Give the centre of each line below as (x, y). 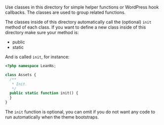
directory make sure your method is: (42, 32)
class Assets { (21, 75)
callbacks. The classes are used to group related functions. (65, 12)
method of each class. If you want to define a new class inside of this (76, 27)
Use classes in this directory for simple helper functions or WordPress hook (82, 7)
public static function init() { (44, 93)
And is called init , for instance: (37, 57)
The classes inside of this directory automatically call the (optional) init (78, 22)
